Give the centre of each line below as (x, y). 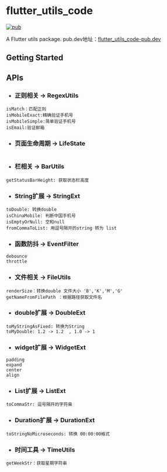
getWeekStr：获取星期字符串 (36, 463)
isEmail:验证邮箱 (25, 128)
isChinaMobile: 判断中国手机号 (41, 216)
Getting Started (35, 58)
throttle (17, 261)
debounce (17, 256)
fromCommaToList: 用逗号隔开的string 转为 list (61, 228)
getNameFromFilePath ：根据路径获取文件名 (54, 297)
